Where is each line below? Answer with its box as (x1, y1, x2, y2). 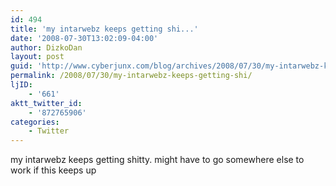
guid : (10, 61, 33, 71)
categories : (10, 117, 60, 127)
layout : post (10, 52, 65, 62)
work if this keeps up (10, 164, 97, 176)
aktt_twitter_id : (10, 98, 83, 108)
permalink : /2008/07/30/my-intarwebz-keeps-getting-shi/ (10, 71, 253, 81)
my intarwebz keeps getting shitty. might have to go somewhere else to (10, 154, 305, 166)
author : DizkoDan (10, 42, 83, 53)
